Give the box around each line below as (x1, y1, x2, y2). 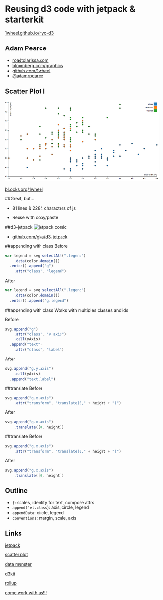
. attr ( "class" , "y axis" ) (14, 332, 67, 336)
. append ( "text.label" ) (9, 376, 56, 382)
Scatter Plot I (5, 87, 45, 96)
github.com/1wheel (12, 68, 51, 73)
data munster (5, 561, 32, 567)
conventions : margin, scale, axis (12, 515, 77, 521)
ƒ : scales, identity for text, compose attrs (12, 500, 95, 505)
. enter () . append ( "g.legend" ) (9, 298, 69, 303)
